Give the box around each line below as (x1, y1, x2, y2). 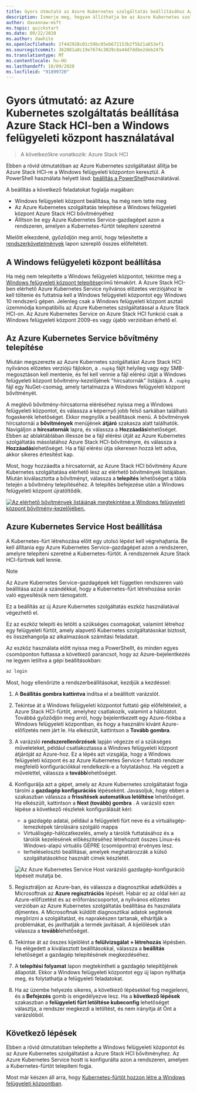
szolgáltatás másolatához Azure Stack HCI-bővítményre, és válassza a (6, 438, 177, 445)
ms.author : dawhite (6, 36, 54, 42)
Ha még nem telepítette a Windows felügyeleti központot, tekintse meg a (6, 273, 182, 280)
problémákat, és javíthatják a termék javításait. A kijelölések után (14, 921, 171, 928)
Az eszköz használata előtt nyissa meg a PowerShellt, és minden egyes (6, 644, 179, 651)
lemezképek (23, 823, 53, 830)
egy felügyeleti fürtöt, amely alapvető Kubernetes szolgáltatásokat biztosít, (6, 626, 187, 633)
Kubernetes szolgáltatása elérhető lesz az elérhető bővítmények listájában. (6, 468, 187, 475)
